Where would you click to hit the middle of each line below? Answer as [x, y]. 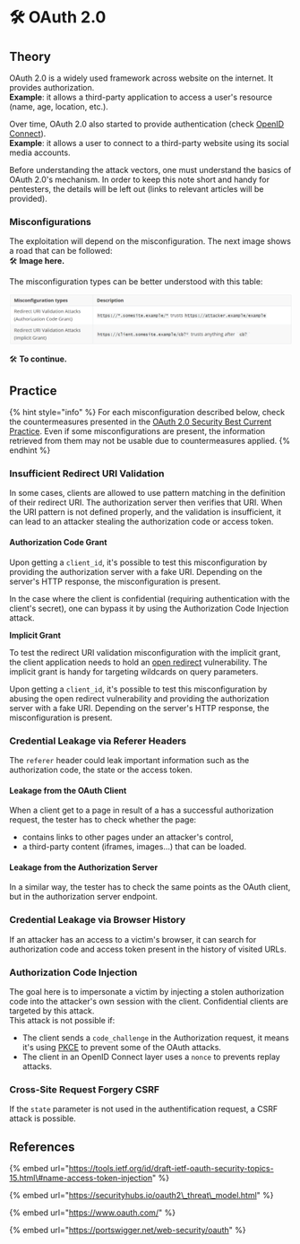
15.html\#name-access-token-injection [81, 1178]
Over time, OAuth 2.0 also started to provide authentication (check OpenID [147, 124]
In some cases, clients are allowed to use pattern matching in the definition [147, 493]
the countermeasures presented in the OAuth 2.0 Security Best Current [140, 422]
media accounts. [40, 152]
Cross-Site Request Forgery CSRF [84, 1089]
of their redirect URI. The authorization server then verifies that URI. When [146, 502]
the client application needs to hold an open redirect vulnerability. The [138, 662]
